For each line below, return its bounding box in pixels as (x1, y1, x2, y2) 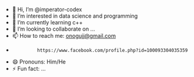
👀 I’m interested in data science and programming (12, 12, 138, 20)
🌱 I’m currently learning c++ (12, 19, 83, 26)
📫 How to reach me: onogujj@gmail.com (12, 32, 116, 39)
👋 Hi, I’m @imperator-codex (12, 6, 83, 13)
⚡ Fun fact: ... (12, 65, 46, 72)
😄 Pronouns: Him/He (12, 58, 66, 65)
